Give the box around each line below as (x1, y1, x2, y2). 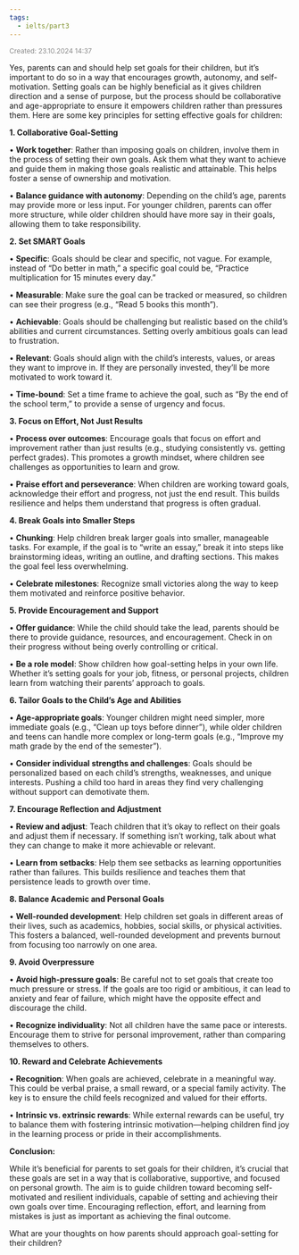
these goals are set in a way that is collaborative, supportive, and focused (9, 1172, 280, 1184)
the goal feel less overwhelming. (9, 560, 129, 572)
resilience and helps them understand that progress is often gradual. (9, 498, 262, 508)
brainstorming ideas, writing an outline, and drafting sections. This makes (9, 551, 279, 562)
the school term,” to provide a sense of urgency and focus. (9, 398, 226, 409)
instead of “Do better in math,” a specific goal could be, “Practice (9, 263, 250, 273)
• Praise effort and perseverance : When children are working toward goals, (9, 479, 290, 489)
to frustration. (9, 335, 60, 346)
